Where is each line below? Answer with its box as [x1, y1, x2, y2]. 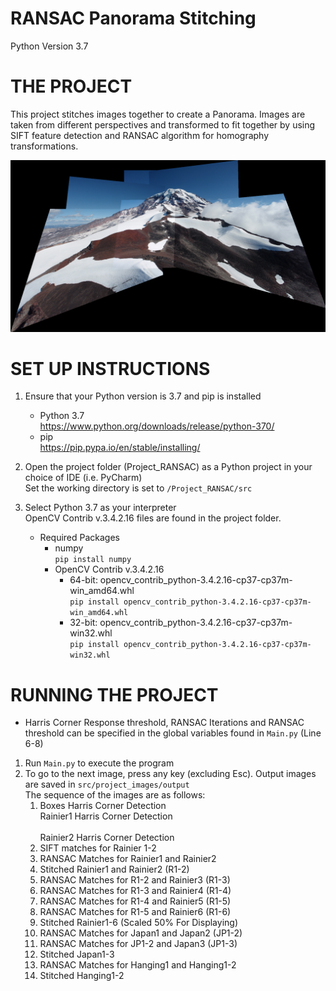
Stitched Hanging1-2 [39, 970, 125, 982]
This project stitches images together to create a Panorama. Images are [10, 108, 306, 120]
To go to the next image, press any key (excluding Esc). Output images [24, 768, 317, 780]
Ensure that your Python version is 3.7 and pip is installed [24, 390, 262, 402]
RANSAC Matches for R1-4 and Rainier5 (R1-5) [39, 895, 232, 907]
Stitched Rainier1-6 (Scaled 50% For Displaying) [39, 917, 238, 929]
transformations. [10, 140, 79, 152]
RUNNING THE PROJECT [10, 683, 219, 706]
